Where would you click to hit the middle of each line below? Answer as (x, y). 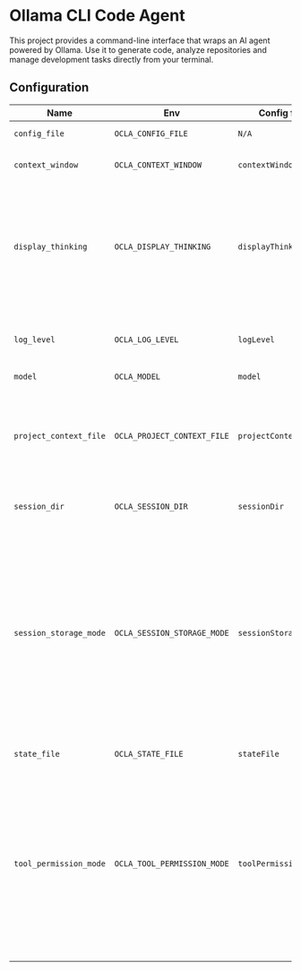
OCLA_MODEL (138, 376)
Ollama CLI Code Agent (97, 16)
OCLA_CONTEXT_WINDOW (158, 165)
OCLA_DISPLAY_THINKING (163, 246)
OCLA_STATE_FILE (149, 754)
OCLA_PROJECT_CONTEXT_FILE (172, 436)
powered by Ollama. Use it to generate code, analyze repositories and (138, 49)
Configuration (49, 87)
